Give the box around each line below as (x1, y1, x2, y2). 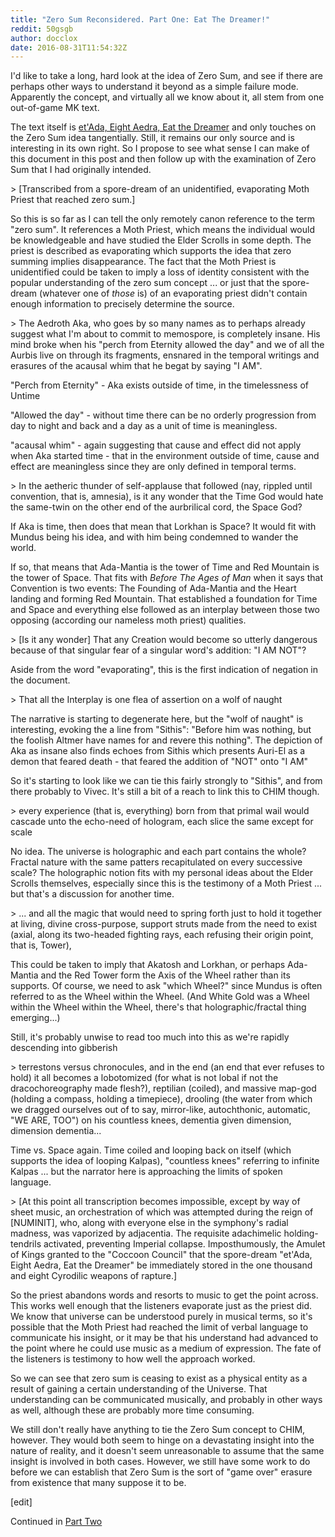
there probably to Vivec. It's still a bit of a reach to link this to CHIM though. (10, 786, 320, 798)
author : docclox (10, 33, 78, 43)
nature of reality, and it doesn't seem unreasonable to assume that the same (10, 1445, 325, 1457)
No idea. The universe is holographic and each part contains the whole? (10, 846, 307, 858)
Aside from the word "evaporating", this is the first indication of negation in (10, 664, 318, 676)
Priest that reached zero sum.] (10, 194, 136, 206)
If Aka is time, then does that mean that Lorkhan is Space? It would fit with (10, 521, 317, 533)
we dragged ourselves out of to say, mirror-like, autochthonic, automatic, (10, 1104, 311, 1116)
